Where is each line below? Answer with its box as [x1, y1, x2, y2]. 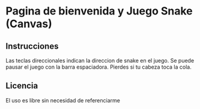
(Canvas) [5, 17, 52, 31]
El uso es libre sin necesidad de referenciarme [5, 96, 121, 104]
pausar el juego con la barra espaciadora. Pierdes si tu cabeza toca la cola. [5, 63, 192, 70]
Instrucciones [5, 41, 59, 51]
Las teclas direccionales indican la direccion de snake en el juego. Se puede [5, 57, 195, 64]
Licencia [5, 81, 38, 91]
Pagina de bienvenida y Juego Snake [5, 4, 193, 18]
